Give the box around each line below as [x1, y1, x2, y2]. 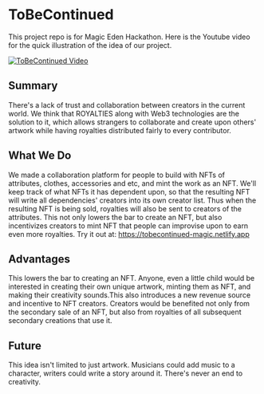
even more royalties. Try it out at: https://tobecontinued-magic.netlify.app [8, 229, 250, 238]
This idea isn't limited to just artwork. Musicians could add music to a [8, 361, 235, 370]
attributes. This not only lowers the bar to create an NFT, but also [8, 212, 223, 222]
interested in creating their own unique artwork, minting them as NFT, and [8, 282, 251, 292]
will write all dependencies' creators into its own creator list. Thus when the [8, 195, 257, 205]
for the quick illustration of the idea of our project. [8, 40, 172, 49]
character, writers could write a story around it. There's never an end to [8, 368, 243, 378]
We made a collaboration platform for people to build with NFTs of [8, 170, 226, 179]
